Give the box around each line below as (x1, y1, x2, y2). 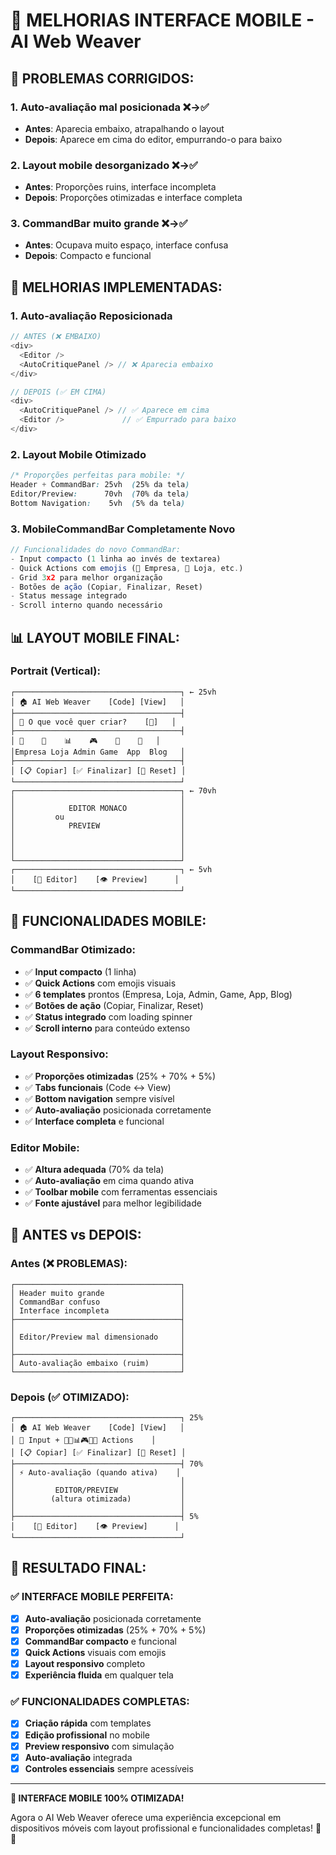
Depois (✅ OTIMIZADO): (10, 1390, 130, 1404)
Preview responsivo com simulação (24, 1740, 175, 1752)
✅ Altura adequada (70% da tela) (24, 1164, 165, 1176)
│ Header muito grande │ (10, 1288, 186, 1298)
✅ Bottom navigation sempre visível (24, 1092, 175, 1104)
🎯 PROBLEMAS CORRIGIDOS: (10, 70, 195, 87)
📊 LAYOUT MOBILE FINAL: (10, 629, 180, 646)
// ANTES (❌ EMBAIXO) (10, 332, 102, 342)
